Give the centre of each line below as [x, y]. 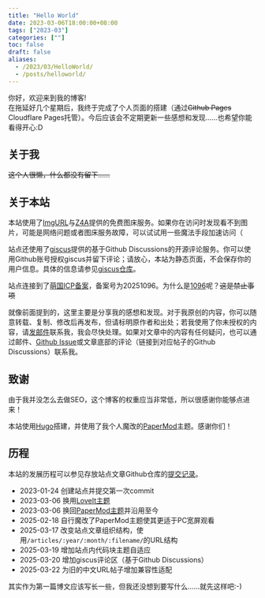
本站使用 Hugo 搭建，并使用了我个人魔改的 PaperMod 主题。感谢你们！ [120, 426]
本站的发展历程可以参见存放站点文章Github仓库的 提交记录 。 [105, 473]
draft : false [30, 52]
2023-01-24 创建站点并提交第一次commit [87, 491]
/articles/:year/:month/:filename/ [85, 540]
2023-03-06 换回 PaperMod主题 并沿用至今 [89, 510]
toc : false [26, 45]
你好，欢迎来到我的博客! [47, 97]
